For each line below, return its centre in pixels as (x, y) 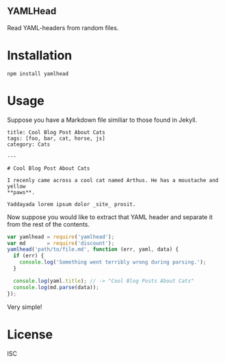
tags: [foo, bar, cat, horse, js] (56, 138)
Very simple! (25, 307)
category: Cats (29, 144)
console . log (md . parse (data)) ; (56, 287)
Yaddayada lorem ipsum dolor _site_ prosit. (71, 204)
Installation (40, 55)
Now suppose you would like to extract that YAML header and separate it (110, 217)
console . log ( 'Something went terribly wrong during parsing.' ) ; (113, 262)
